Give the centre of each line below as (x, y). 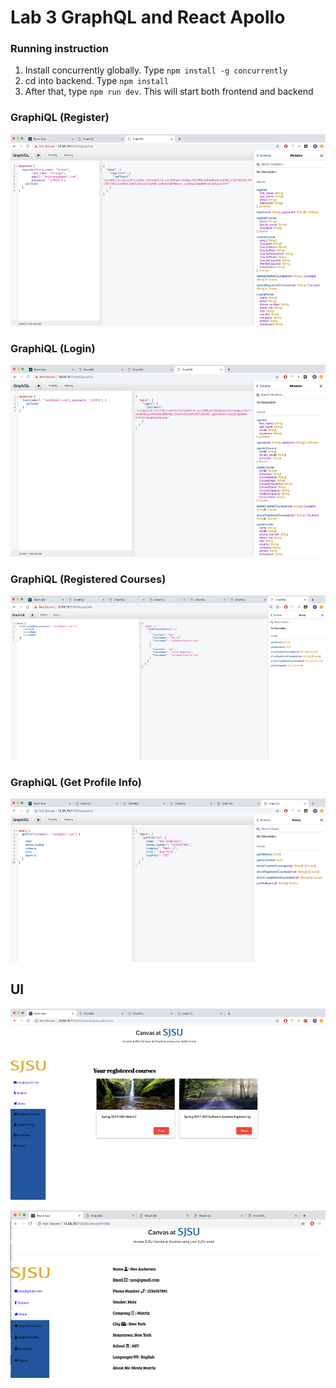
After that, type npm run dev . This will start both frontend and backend (169, 92)
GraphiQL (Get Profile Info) (76, 782)
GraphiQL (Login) (53, 348)
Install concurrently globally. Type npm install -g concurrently (156, 70)
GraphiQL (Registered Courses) (88, 579)
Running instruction (60, 49)
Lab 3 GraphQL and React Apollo (148, 17)
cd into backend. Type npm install (97, 81)
